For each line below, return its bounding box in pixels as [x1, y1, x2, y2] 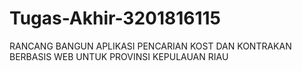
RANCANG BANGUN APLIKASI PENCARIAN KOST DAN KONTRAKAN [9, 40, 292, 52]
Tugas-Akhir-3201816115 [9, 7, 222, 30]
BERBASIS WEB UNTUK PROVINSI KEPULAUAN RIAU [9, 50, 229, 62]
